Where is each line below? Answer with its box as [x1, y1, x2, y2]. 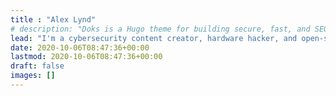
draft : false [10, 61, 65, 71]
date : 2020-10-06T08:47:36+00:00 [10, 42, 150, 53]
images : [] [10, 71, 56, 81]
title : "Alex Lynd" [10, 14, 97, 25]
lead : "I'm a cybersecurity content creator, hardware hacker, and [10, 33, 298, 43]
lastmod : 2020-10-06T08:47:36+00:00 [10, 52, 163, 62]
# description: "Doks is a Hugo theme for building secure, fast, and [10, 24, 311, 34]
